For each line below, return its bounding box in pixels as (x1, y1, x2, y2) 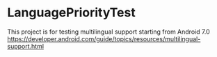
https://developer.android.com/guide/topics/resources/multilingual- (7, 34, 201, 43)
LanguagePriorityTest (7, 5, 136, 21)
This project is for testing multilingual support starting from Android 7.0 (7, 27, 210, 36)
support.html (7, 42, 44, 50)
